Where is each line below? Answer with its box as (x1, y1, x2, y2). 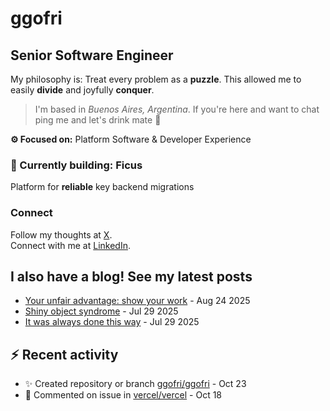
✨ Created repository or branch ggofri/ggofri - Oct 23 (24, 378, 247, 390)
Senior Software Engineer (10, 47, 174, 64)
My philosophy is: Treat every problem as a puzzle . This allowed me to (10, 73, 302, 85)
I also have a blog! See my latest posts (10, 268, 253, 285)
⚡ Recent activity (10, 346, 119, 363)
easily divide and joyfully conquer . (10, 84, 155, 96)
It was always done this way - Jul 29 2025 (24, 316, 200, 328)
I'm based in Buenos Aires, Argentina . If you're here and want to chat (34, 103, 320, 115)
